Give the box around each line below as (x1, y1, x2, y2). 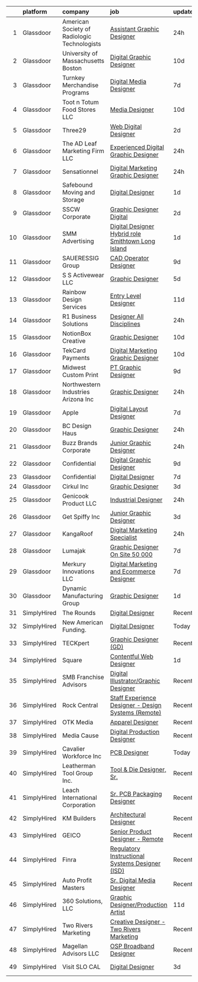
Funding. (62, 626, 87, 634)
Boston (62, 64, 82, 72)
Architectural (110, 811, 146, 818)
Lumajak (62, 547, 86, 555)
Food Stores (62, 106, 96, 114)
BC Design (62, 422, 92, 430)
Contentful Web (110, 653, 154, 660)
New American (62, 618, 104, 626)
